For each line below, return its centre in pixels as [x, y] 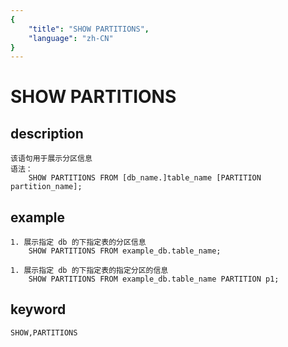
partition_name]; [46, 187]
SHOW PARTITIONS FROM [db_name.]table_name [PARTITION [145, 178]
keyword [38, 309]
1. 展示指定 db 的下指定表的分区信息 [78, 242]
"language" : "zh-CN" [71, 38]
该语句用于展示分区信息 [51, 159]
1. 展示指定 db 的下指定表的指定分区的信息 [89, 271]
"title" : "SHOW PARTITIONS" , [89, 29]
